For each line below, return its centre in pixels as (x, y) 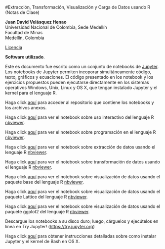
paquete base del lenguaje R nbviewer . (44, 182)
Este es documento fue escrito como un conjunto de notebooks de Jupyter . (82, 67)
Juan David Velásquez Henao (36, 22)
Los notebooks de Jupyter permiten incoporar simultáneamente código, (78, 72)
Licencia (14, 47)
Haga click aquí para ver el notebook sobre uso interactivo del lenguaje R (80, 117)
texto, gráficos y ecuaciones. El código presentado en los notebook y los (79, 77)
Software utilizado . (25, 57)
